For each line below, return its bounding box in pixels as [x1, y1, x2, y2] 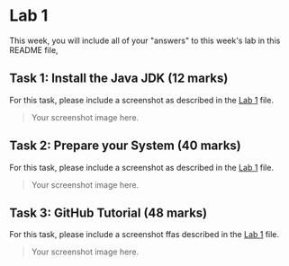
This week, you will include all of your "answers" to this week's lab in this [9, 35, 281, 46]
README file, [9, 44, 59, 55]
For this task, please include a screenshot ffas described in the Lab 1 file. [9, 229, 280, 240]
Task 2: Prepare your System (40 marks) [9, 138, 241, 154]
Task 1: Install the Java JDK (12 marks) [9, 71, 229, 86]
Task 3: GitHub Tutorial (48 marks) [9, 205, 208, 220]
